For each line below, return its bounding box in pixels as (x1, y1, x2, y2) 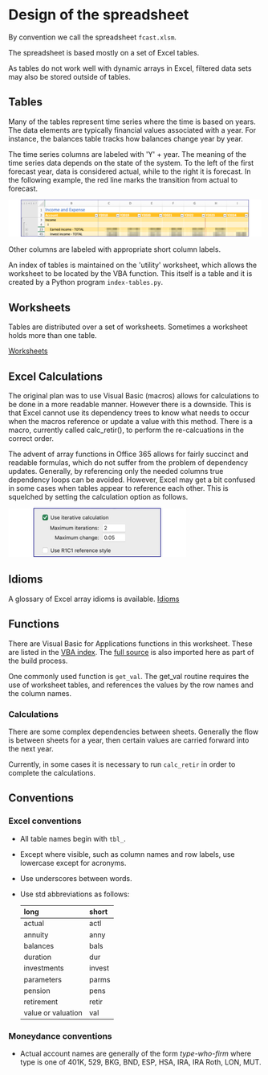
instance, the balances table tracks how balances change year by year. (8, 134, 243, 143)
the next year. (8, 743, 54, 753)
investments (23, 963, 64, 973)
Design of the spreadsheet (8, 6, 189, 24)
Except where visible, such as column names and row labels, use (19, 849, 235, 859)
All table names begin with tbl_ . (19, 834, 126, 843)
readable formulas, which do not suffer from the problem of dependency (8, 457, 249, 467)
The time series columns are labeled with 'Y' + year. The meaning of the (8, 149, 247, 159)
